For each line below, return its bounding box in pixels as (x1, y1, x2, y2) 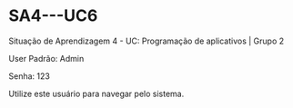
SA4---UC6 (8, 5, 98, 26)
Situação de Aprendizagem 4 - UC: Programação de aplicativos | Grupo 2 (8, 35, 285, 46)
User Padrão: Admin (8, 53, 85, 64)
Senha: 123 (8, 70, 51, 82)
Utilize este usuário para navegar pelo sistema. (8, 88, 185, 99)
